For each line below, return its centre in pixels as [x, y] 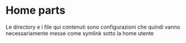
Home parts [35, 10]
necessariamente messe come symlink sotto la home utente [80, 33]
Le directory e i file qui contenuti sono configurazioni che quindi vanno [93, 27]
